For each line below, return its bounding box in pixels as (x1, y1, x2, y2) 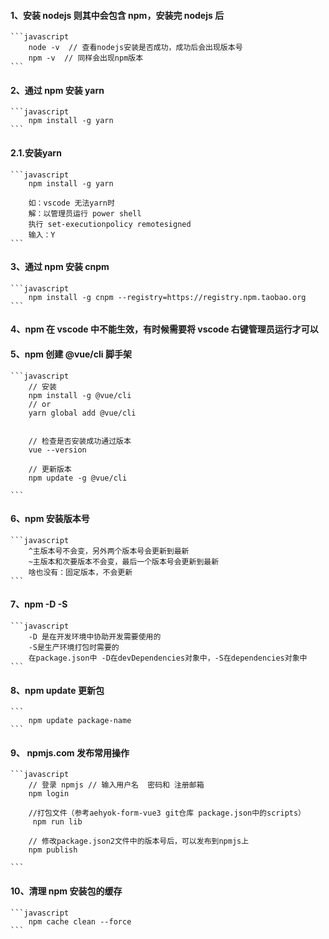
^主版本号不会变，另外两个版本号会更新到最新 (28, 546, 190, 556)
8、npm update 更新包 (10, 684, 105, 696)
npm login (28, 789, 70, 799)
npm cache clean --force (28, 916, 132, 927)
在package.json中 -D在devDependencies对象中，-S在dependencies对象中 (28, 653, 308, 664)
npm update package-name (28, 716, 132, 726)
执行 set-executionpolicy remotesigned (28, 219, 192, 229)
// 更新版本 (28, 464, 72, 474)
